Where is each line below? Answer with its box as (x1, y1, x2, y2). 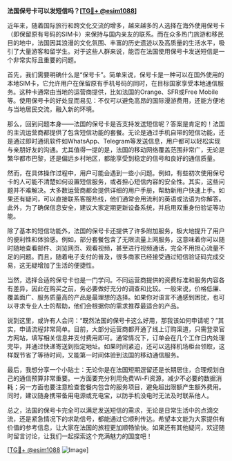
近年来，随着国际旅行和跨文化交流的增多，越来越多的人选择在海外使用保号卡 (7, 21, 225, 30)
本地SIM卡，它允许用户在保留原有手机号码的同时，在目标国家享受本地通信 (7, 79, 218, 87)
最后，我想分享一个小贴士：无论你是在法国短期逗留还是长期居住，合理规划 (7, 366, 219, 373)
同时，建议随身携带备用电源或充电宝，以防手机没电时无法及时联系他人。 (7, 391, 213, 400)
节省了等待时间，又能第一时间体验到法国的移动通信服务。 (19, 351, 183, 359)
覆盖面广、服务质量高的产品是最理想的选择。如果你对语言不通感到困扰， (7, 293, 213, 301)
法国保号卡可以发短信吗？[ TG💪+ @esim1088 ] (7, 7, 137, 14)
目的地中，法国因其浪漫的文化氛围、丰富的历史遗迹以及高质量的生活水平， (7, 39, 219, 47)
